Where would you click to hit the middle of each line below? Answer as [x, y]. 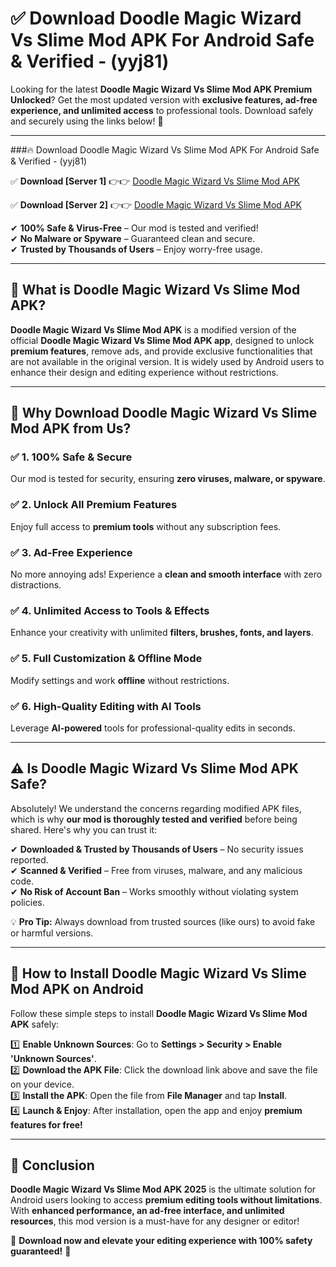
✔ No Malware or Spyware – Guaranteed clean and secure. [133, 238]
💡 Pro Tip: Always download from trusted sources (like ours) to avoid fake [163, 921]
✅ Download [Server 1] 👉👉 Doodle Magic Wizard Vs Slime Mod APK [155, 181]
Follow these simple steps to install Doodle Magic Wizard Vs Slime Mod [159, 1013]
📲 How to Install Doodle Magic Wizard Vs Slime [158, 973]
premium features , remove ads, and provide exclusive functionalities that [161, 351]
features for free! [46, 1124]
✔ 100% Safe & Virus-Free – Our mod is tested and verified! [134, 228]
